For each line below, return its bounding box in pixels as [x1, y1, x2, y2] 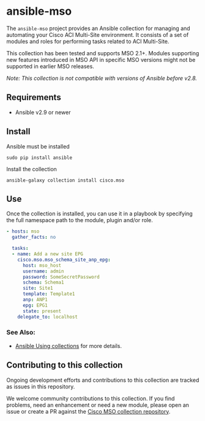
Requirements [6, 92, 61, 102]
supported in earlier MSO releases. [6, 63, 95, 70]
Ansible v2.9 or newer [15, 109, 71, 116]
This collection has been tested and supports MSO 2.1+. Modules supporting [6, 49, 199, 56]
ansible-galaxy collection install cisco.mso [6, 177, 124, 183]
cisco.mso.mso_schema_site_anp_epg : [17, 257, 111, 263]
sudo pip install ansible [6, 155, 72, 161]
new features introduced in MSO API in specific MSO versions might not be [6, 56, 196, 63]
